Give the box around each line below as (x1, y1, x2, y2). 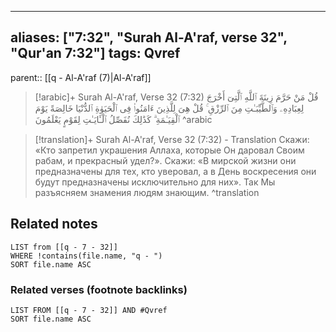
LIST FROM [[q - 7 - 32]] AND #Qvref (10, 305, 168, 315)
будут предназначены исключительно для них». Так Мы (34, 176, 276, 188)
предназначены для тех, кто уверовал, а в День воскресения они (34, 165, 317, 177)
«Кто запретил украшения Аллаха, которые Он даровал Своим (34, 144, 305, 156)
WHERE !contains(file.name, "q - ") (10, 251, 163, 261)
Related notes (10, 216, 98, 233)
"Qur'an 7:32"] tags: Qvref (10, 45, 181, 62)
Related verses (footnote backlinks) (10, 282, 188, 296)
